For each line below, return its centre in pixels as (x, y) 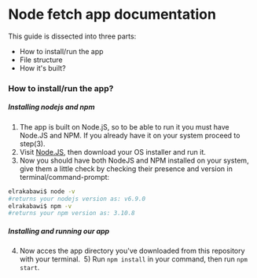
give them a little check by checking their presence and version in (126, 168)
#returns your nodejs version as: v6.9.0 (77, 199)
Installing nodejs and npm (51, 107)
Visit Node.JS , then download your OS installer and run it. (112, 152)
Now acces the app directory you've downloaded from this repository (132, 251)
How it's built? (42, 68)
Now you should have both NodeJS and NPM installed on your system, (134, 160)
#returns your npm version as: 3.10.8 (72, 214)
